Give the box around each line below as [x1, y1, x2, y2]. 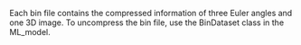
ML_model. [9, 27, 52, 37]
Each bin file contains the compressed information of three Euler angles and [9, 8, 293, 18]
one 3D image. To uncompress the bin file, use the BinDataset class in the [9, 17, 285, 28]
